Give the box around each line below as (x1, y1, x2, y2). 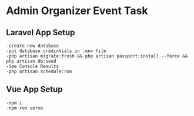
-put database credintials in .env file (6, 48, 107, 54)
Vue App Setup (6, 84, 63, 94)
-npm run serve (6, 105, 44, 111)
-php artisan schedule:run (6, 69, 72, 74)
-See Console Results (6, 63, 59, 69)
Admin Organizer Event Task (6, 4, 148, 18)
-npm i (6, 100, 22, 106)
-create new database (6, 43, 59, 49)
